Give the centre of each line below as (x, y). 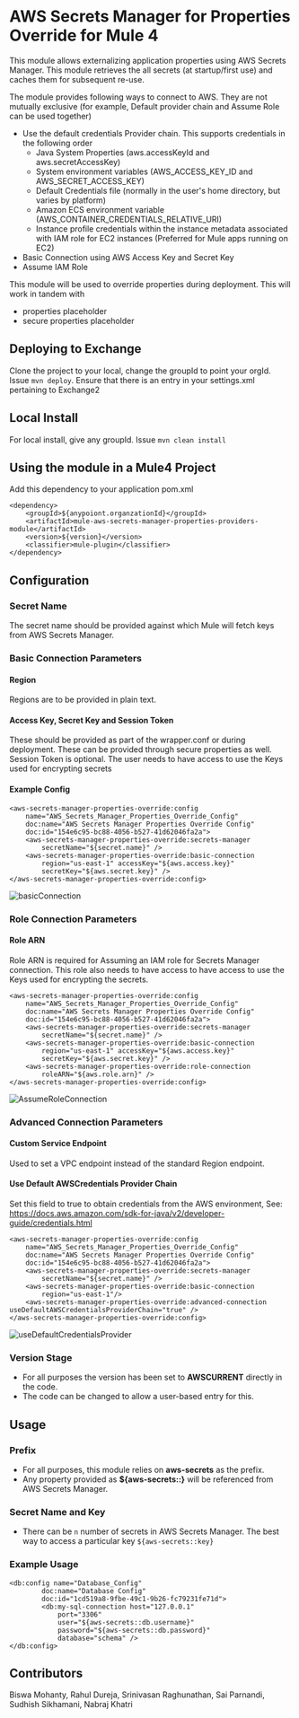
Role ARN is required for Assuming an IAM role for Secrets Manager (135, 960)
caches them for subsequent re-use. (77, 79)
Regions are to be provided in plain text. (83, 700)
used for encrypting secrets (61, 768)
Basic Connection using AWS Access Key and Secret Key (128, 257)
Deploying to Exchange (75, 349)
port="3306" (79, 1614)
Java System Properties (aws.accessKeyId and (123, 152)
